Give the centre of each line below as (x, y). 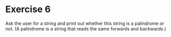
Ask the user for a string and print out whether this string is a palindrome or (85, 23)
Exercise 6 (28, 9)
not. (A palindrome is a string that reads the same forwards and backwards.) (86, 28)
